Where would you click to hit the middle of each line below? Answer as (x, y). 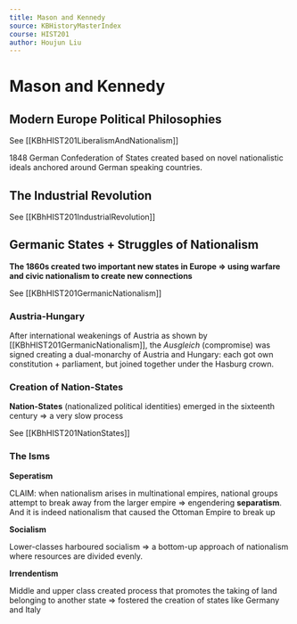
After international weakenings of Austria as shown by (108, 336)
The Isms (30, 456)
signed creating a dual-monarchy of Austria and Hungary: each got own (141, 355)
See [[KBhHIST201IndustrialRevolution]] (82, 217)
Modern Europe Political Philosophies (115, 119)
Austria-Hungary (47, 316)
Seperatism (31, 476)
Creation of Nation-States (66, 387)
